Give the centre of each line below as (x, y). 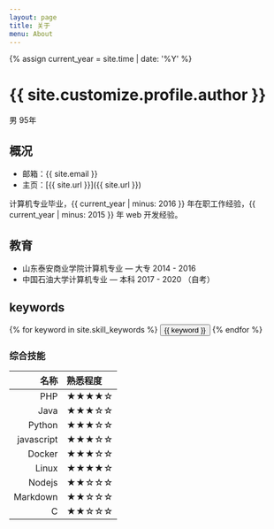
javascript (38, 440)
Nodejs (43, 483)
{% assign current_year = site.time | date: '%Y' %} (101, 59)
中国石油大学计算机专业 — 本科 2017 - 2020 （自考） (118, 279)
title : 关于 (30, 26)
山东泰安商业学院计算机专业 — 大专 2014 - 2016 (109, 268)
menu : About (31, 34)
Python (43, 425)
